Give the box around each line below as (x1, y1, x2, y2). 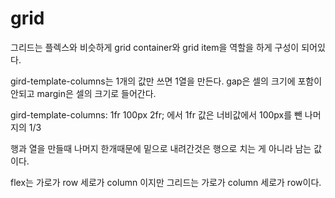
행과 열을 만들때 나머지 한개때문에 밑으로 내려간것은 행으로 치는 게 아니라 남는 (10, 142, 312, 154)
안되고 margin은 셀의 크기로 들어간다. (10, 87, 157, 99)
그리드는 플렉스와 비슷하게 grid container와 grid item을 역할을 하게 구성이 (10, 41, 300, 53)
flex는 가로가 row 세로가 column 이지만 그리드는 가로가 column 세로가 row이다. (10, 176, 322, 188)
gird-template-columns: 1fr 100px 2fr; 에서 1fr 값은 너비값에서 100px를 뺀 (10, 108, 303, 121)
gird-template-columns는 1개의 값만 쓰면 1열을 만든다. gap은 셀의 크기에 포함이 (10, 75, 323, 87)
